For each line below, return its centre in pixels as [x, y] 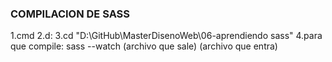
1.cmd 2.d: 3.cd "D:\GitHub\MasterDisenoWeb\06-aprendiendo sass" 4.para [166, 36]
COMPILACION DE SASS [70, 14]
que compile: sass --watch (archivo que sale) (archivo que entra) [144, 46]
